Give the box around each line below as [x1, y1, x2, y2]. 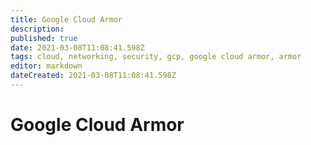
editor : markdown [10, 61, 83, 71]
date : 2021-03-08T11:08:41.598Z [10, 42, 145, 53]
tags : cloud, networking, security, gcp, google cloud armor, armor [10, 52, 302, 62]
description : [10, 24, 65, 34]
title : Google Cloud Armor [10, 14, 123, 25]
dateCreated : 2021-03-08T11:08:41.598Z [10, 71, 177, 81]
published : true [10, 33, 78, 43]
